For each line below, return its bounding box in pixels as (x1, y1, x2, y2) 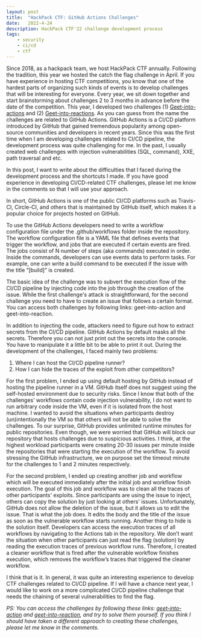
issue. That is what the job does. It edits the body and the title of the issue (6, 510, 190, 518)
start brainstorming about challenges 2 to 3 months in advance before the (6, 97, 190, 104)
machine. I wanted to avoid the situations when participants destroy (6, 409, 175, 416)
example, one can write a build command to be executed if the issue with (6, 260, 188, 267)
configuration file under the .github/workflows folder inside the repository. (6, 227, 191, 235)
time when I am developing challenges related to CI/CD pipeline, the (6, 135, 175, 142)
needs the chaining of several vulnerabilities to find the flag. (6, 592, 155, 600)
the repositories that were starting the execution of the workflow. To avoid (6, 448, 190, 455)
